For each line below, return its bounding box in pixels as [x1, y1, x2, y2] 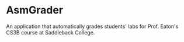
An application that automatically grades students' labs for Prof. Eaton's [6, 23, 179, 30]
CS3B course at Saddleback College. [6, 29, 95, 36]
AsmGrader [6, 3, 63, 17]
